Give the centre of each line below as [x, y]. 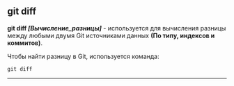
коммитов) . [25, 43]
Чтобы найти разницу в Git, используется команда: [83, 56]
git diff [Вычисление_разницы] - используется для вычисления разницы [117, 28]
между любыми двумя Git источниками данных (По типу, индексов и [111, 35]
